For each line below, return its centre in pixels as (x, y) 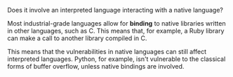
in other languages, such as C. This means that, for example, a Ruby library (116, 31)
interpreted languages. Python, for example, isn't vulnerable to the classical (116, 59)
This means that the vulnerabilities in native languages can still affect (107, 52)
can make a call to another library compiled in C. (77, 38)
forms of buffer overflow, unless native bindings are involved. (96, 66)
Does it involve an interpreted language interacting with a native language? (115, 10)
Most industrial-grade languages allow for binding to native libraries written (116, 23)
